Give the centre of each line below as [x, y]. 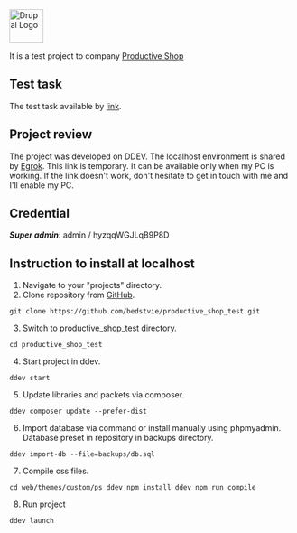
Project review [51, 135]
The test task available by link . [65, 106]
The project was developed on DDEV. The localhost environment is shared [148, 156]
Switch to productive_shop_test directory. [100, 328]
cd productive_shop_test [56, 345]
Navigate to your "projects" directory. [92, 285]
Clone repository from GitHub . [79, 295]
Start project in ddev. [61, 361]
